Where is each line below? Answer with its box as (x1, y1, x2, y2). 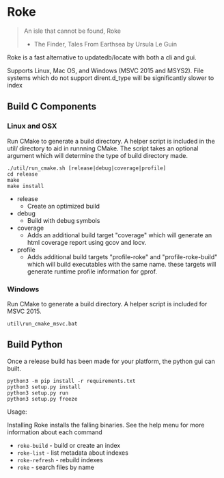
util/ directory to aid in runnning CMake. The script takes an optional (7, 144, 199, 152)
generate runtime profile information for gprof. (27, 267, 158, 276)
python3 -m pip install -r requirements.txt (7, 377, 136, 384)
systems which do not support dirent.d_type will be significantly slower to (7, 73, 214, 82)
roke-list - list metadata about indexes (16, 449, 128, 457)
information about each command (7, 428, 102, 436)
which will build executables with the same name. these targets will (27, 260, 216, 268)
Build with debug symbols (27, 216, 100, 224)
